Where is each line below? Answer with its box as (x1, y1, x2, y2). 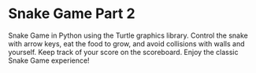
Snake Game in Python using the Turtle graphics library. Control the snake (8, 31, 248, 40)
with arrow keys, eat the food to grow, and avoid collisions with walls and (8, 38, 245, 48)
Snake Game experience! (8, 56, 90, 65)
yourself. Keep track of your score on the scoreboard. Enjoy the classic (8, 47, 239, 57)
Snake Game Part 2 (8, 5, 135, 23)
